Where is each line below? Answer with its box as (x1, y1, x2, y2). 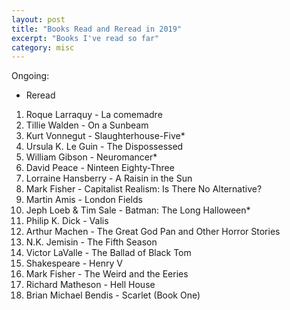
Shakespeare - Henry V (25, 257, 123, 270)
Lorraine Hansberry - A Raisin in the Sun (25, 172, 193, 185)
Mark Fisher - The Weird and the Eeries (25, 268, 189, 280)
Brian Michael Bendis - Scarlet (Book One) (25, 289, 201, 301)
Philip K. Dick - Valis (25, 215, 109, 227)
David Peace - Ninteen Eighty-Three (25, 162, 175, 174)
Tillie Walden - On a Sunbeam (25, 119, 149, 131)
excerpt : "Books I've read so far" (11, 33, 160, 43)
